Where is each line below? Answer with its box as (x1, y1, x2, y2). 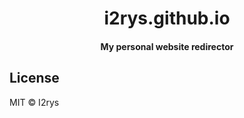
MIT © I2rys (9, 96, 60, 108)
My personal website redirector (100, 40, 234, 52)
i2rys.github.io (103, 7, 231, 30)
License (9, 70, 60, 87)
